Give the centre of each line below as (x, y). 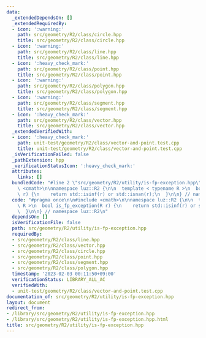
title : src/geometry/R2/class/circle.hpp (71, 40)
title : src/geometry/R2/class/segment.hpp (72, 109)
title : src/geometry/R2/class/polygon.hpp (72, 92)
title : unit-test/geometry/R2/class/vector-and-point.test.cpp (100, 148)
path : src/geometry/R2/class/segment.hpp (71, 103)
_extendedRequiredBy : (40, 23)
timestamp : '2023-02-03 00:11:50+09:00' (64, 274)
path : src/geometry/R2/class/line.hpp (67, 52)
